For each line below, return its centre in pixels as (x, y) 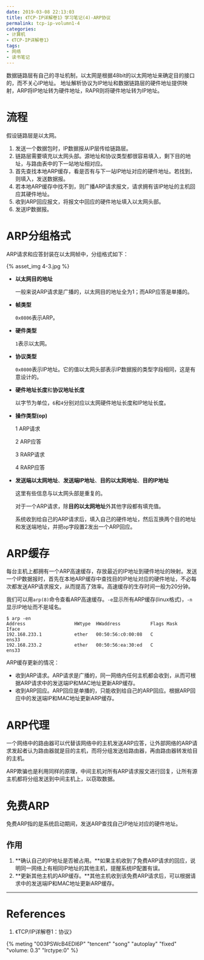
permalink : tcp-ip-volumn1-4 (43, 23)
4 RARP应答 (30, 467)
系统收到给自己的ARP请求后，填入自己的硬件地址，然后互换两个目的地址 (105, 519)
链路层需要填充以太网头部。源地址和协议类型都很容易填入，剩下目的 (100, 156)
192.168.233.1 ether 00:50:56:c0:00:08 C (80, 635)
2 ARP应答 (28, 441)
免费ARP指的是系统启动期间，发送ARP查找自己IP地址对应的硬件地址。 (93, 824)
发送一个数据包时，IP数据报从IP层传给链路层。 (73, 148)
